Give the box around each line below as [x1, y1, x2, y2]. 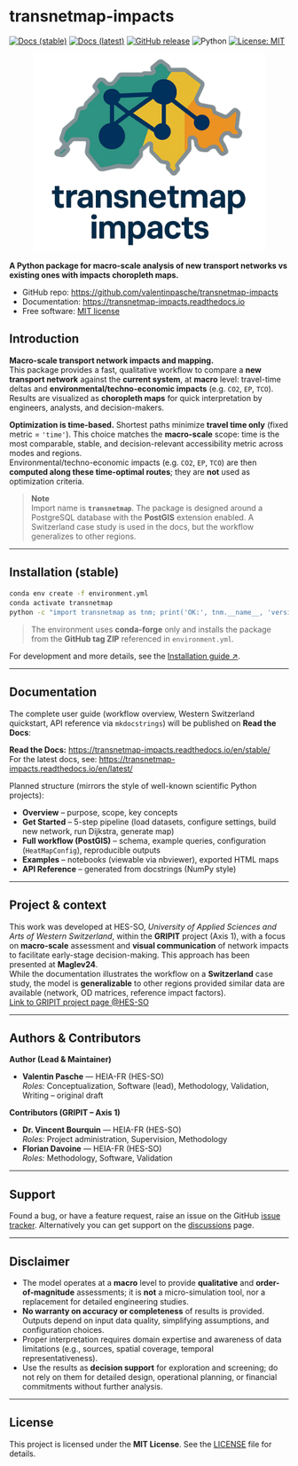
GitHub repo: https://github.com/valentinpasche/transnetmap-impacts [21, 287, 279, 297]
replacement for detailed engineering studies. [21, 1297, 189, 1307]
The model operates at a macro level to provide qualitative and [21, 1278, 255, 1289]
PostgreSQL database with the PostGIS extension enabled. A [30, 512, 255, 523]
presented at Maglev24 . [9, 958, 98, 969]
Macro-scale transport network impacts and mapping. [9, 355, 215, 366]
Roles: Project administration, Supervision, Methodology [21, 1134, 228, 1145]
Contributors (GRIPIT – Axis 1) [9, 1107, 122, 1118]
